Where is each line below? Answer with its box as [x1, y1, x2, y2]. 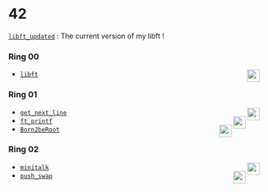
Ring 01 [8, 89, 37, 100]
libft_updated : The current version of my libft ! [8, 31, 165, 41]
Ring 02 [8, 144, 39, 155]
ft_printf [19, 117, 53, 125]
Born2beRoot [19, 125, 60, 134]
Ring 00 [8, 51, 40, 62]
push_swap [19, 172, 53, 180]
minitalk [19, 163, 49, 171]
